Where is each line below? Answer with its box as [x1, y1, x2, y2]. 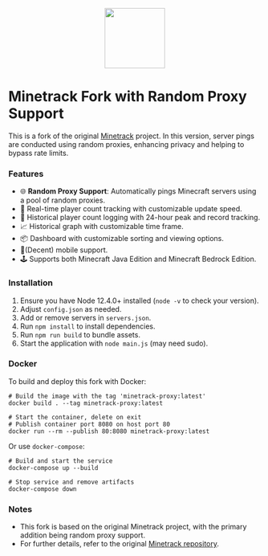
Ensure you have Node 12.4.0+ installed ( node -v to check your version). [19, 296, 259, 305]
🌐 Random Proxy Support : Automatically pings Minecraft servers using [19, 186, 257, 196]
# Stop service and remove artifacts [8, 478, 135, 486]
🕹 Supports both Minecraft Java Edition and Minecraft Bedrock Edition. [19, 254, 257, 264]
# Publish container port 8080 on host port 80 [8, 420, 171, 428]
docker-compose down [8, 484, 78, 493]
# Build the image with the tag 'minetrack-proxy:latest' [8, 392, 206, 400]
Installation [8, 277, 54, 288]
